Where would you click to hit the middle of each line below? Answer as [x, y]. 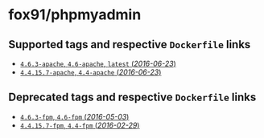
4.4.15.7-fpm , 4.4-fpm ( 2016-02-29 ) [80, 125]
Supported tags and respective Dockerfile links [130, 45]
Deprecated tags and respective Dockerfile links [132, 97]
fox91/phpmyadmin [75, 15]
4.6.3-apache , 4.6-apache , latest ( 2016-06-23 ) [98, 63]
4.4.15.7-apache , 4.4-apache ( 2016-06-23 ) [91, 72]
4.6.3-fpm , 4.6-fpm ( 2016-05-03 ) [74, 116]
